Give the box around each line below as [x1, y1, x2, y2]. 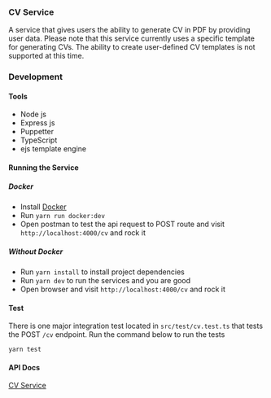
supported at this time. [8, 51, 85, 61]
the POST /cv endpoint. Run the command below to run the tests [8, 330, 225, 339]
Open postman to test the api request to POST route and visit [20, 219, 225, 229]
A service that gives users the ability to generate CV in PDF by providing [8, 25, 251, 35]
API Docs [8, 362, 41, 372]
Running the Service [8, 163, 79, 173]
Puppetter [20, 127, 55, 137]
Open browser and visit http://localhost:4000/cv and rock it [20, 284, 226, 294]
